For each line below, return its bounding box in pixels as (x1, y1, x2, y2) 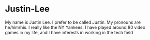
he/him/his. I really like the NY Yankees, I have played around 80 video (5, 24, 146, 30)
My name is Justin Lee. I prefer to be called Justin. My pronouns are (5, 19, 141, 25)
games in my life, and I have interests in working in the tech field (5, 29, 133, 35)
